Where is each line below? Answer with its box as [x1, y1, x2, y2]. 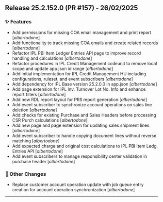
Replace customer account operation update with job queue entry [12, 182, 144, 187]
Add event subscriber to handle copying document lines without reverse [12, 133, 157, 138]
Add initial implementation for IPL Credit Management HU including [12, 70, 147, 77]
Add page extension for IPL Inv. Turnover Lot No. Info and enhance [12, 86, 146, 92]
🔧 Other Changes [5, 170, 46, 177]
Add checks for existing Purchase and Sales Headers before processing [12, 112, 156, 118]
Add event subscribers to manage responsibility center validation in [12, 153, 147, 159]
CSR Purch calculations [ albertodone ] [12, 117, 88, 123]
